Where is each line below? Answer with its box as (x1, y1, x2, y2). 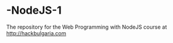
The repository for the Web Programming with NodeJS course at (6, 23, 168, 30)
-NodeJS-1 (6, 4, 62, 17)
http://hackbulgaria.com (6, 29, 67, 36)
